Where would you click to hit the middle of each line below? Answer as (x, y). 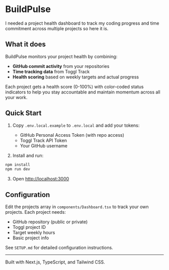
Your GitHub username (44, 146)
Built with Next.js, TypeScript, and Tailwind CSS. (55, 262)
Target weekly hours (34, 233)
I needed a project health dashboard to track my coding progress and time (82, 23)
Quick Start (23, 113)
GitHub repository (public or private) (50, 222)
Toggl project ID (29, 227)
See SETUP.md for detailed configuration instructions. (59, 248)
